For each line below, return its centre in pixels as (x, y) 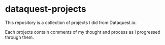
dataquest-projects (46, 9)
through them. (19, 37)
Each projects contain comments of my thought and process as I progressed (83, 32)
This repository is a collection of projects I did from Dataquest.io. (71, 22)
